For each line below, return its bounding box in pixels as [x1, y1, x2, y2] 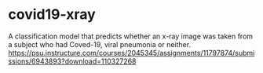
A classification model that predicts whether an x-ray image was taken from [8, 31, 254, 41]
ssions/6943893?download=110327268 [8, 57, 137, 66]
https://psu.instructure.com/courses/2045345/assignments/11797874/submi [8, 48, 255, 57]
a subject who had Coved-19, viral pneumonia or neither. [8, 39, 191, 49]
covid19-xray [8, 5, 96, 24]
